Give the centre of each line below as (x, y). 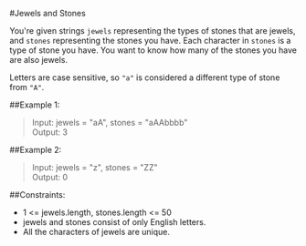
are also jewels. (39, 60)
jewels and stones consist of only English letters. (114, 222)
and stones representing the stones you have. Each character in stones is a (150, 41)
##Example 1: (35, 105)
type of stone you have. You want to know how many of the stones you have (153, 50)
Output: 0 (50, 177)
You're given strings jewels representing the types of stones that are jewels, (153, 31)
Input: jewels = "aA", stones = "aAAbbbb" (110, 123)
